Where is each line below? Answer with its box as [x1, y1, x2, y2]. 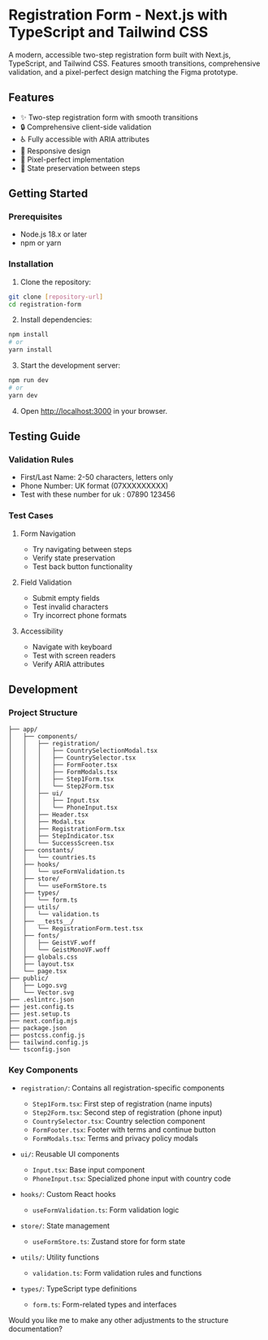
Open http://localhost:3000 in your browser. [19, 406, 168, 415]
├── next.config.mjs [8, 1017, 79, 1025]
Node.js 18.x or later [19, 229, 88, 239]
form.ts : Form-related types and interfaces [32, 1299, 177, 1309]
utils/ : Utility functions [19, 1252, 100, 1262]
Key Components [8, 1064, 79, 1076]
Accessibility [19, 626, 63, 636]
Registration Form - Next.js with [8, 6, 228, 24]
